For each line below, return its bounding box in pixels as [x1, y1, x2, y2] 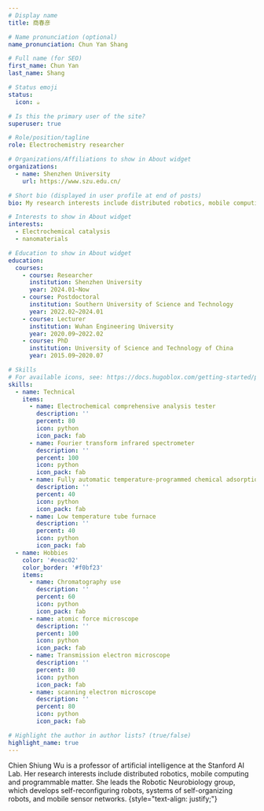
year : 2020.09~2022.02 [28, 330, 104, 338]
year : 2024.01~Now [28, 286, 90, 294]
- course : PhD [22, 337, 68, 345]
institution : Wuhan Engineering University [28, 322, 174, 331]
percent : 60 [36, 593, 76, 601]
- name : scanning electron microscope [28, 688, 156, 696]
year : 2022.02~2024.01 [28, 308, 104, 316]
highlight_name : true [8, 739, 79, 746]
